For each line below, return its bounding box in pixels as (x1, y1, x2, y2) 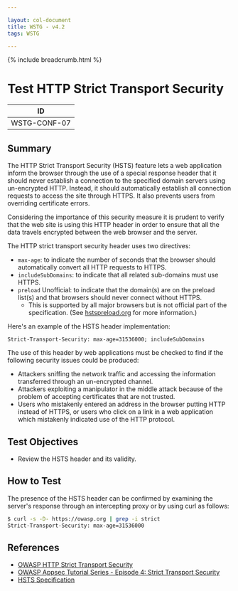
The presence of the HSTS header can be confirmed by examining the (7, 494, 213, 502)
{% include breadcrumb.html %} (7, 55, 102, 64)
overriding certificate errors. (7, 199, 90, 208)
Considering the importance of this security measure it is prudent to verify (7, 213, 225, 221)
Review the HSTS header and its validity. (17, 454, 137, 463)
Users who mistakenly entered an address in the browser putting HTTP (17, 400, 226, 409)
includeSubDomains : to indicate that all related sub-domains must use (17, 271, 219, 279)
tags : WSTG (7, 30, 40, 37)
